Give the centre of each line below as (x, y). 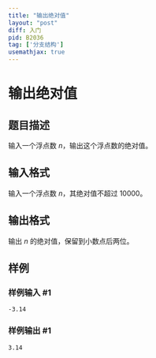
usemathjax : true (37, 52)
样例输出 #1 (30, 330)
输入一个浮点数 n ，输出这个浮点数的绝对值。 (80, 145)
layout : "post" (33, 23)
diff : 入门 (25, 30)
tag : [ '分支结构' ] (36, 45)
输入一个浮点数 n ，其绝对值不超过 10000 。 (78, 193)
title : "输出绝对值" (39, 15)
